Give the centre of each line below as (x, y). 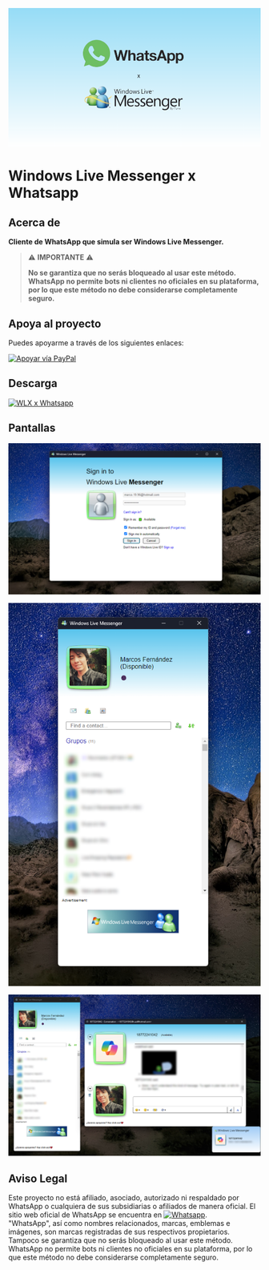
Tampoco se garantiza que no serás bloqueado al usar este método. (121, 1240)
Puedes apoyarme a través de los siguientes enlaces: (96, 343)
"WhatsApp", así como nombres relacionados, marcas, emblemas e (119, 1223)
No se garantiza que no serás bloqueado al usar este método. (132, 273)
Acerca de (34, 222)
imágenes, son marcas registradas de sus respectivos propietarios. (119, 1232)
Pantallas (32, 428)
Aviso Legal (38, 1178)
